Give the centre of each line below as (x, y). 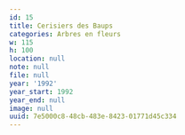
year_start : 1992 (41, 91)
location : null (37, 59)
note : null (29, 67)
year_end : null (37, 100)
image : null (31, 108)
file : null (29, 75)
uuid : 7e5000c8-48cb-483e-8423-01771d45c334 (93, 116)
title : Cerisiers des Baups (61, 26)
